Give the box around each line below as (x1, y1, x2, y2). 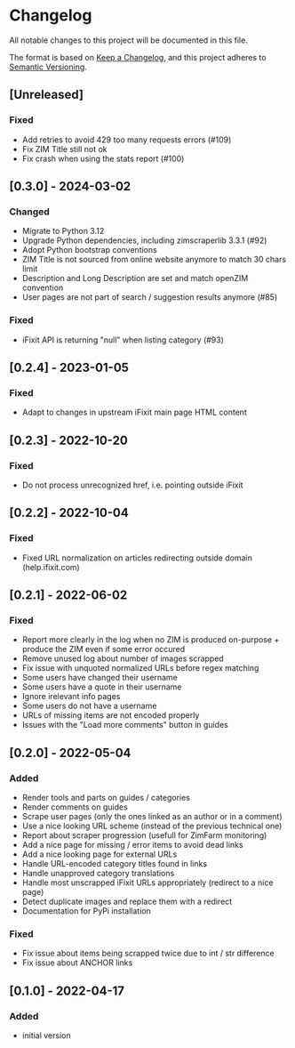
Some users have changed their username (21, 673, 178, 683)
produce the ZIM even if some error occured (21, 644, 186, 655)
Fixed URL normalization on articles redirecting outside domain (21, 552, 253, 563)
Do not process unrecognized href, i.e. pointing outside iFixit (21, 480, 243, 490)
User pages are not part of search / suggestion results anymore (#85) (21, 292, 278, 302)
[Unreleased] (9, 87, 84, 102)
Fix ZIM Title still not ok (21, 143, 108, 154)
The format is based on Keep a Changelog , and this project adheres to (9, 52, 267, 62)
